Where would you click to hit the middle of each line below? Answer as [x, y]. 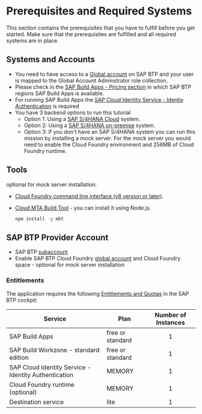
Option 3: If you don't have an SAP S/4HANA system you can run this [109, 131]
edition [19, 357]
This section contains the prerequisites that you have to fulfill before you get [101, 28]
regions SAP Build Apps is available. [60, 93]
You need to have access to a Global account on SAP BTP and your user [104, 74]
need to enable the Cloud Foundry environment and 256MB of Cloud [109, 144]
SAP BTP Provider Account [57, 237]
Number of [170, 315]
